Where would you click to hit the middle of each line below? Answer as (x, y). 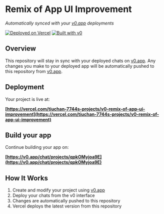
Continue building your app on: (37, 147)
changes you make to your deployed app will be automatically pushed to (80, 66)
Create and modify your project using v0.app (58, 190)
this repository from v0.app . (34, 71)
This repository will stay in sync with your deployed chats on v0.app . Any (80, 61)
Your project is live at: (27, 99)
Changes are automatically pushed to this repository (66, 201)
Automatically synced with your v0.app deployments (59, 23)
